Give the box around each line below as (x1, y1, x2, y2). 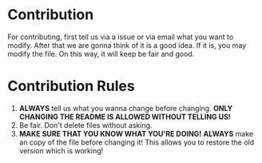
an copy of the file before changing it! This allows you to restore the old (18, 137, 255, 147)
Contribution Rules (7, 78, 135, 95)
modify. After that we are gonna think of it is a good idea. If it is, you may (7, 40, 247, 50)
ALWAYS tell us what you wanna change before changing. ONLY (18, 103, 233, 113)
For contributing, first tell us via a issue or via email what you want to (7, 32, 234, 42)
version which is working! (18, 145, 104, 155)
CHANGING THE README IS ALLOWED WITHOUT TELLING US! (18, 112, 231, 121)
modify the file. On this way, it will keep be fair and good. (7, 49, 195, 58)
